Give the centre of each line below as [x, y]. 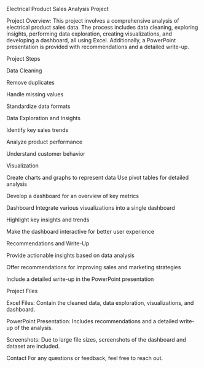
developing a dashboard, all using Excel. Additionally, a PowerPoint [91, 40]
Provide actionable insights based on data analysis [71, 255]
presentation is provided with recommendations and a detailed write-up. [98, 47]
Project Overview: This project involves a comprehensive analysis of [93, 21]
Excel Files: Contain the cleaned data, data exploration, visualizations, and [100, 303]
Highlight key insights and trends [48, 220]
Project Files [22, 291]
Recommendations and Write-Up [48, 243]
